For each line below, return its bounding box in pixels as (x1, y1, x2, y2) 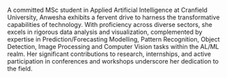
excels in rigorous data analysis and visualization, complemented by (7, 28, 203, 36)
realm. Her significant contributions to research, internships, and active (7, 50, 211, 58)
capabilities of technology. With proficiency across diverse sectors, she (7, 21, 212, 28)
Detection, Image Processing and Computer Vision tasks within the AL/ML (7, 43, 219, 50)
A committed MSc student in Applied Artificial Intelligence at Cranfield (7, 6, 208, 14)
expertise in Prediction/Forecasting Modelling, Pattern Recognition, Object (7, 35, 221, 43)
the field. (7, 65, 33, 72)
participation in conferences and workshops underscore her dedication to (7, 57, 219, 65)
